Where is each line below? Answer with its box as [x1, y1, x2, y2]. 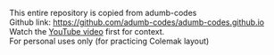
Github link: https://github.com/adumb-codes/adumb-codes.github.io [9, 17, 265, 27]
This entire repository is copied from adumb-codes [9, 8, 197, 18]
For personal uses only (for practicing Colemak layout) [9, 35, 210, 46]
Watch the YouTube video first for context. [9, 27, 165, 36]
